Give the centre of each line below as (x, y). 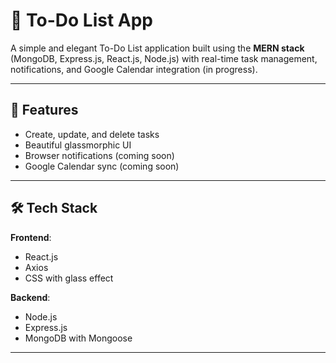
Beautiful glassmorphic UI (78, 145)
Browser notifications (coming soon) (99, 155)
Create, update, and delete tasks (92, 134)
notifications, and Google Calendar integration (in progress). (134, 69)
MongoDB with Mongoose (78, 338)
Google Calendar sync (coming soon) (102, 166)
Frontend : (31, 237)
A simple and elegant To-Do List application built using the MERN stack (157, 48)
